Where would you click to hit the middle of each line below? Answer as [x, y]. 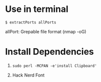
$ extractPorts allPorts [31, 22]
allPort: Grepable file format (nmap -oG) [46, 31]
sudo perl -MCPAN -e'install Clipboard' [54, 66]
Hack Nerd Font [28, 75]
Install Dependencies [50, 52]
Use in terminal [37, 9]
